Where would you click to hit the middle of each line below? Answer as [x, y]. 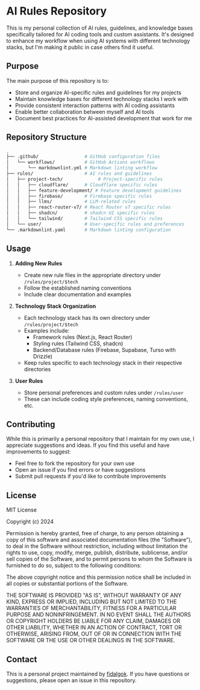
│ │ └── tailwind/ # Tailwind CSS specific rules [85, 219]
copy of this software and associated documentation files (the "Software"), [99, 540]
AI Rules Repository [57, 11]
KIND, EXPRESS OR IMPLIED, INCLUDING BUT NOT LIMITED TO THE [92, 602]
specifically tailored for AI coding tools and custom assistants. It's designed [100, 34]
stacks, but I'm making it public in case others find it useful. [80, 47]
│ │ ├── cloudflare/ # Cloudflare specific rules [82, 185]
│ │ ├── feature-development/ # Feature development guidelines [94, 190]
